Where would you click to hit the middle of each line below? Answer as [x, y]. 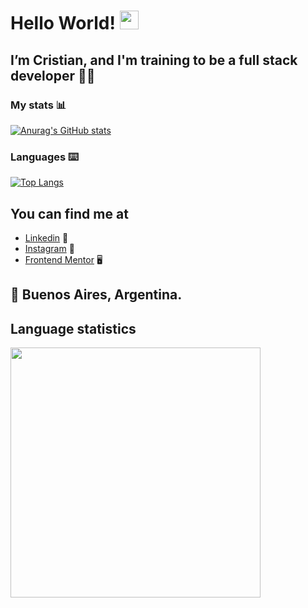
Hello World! [63, 23]
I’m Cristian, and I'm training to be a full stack [154, 60]
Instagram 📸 [49, 248]
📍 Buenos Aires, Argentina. [96, 295]
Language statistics [73, 328]
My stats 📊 [38, 105]
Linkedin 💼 [46, 237]
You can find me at [69, 213]
